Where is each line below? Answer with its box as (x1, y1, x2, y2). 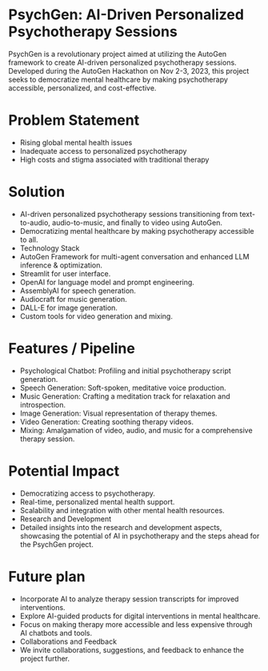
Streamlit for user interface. (19, 268, 111, 278)
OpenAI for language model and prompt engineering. (19, 277, 194, 287)
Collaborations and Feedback (19, 637, 118, 646)
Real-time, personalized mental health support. (19, 496, 175, 506)
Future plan (8, 567, 86, 585)
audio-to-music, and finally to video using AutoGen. (51, 218, 222, 227)
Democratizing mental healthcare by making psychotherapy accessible (19, 226, 254, 235)
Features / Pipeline (8, 340, 136, 357)
